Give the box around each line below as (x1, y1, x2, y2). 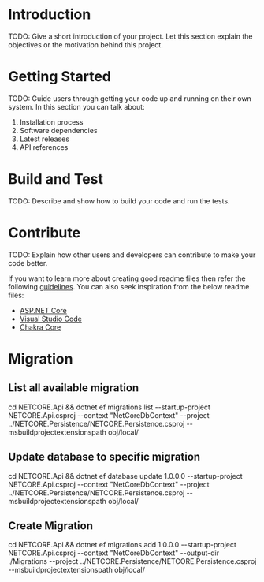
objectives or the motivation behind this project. (8, 39, 163, 49)
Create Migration (8, 519, 93, 532)
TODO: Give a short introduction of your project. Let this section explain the (8, 32, 253, 41)
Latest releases (19, 134, 69, 144)
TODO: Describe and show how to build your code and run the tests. (8, 196, 230, 206)
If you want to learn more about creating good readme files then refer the (8, 274, 246, 283)
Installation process (19, 117, 84, 127)
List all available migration (8, 381, 139, 395)
